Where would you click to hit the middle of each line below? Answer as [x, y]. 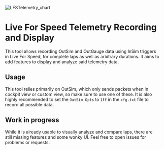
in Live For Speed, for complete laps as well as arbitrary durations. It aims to [82, 56]
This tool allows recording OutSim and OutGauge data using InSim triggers [81, 51]
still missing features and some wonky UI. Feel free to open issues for [76, 137]
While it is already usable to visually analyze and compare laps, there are [79, 132]
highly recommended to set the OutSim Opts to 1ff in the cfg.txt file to [77, 99]
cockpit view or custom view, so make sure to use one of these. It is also [79, 94]
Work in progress [32, 120]
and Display [30, 38]
